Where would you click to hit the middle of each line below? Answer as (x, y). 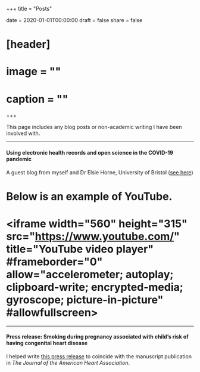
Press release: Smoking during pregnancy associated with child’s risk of (97, 337)
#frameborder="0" (54, 262)
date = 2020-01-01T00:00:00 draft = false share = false (74, 20)
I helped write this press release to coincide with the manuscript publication (99, 356)
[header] (28, 44)
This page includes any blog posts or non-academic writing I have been (94, 127)
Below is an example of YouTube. (89, 196)
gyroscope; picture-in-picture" (85, 299)
